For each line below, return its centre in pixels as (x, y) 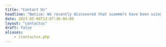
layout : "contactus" (26, 23)
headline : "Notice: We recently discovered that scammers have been (77, 14)
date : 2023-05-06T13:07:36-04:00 (40, 19)
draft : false (19, 28)
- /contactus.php (32, 37)
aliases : (14, 32)
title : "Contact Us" (26, 10)
